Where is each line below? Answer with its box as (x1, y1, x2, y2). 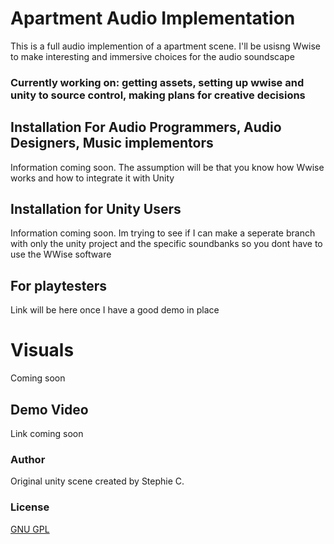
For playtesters (10, 277, 107, 294)
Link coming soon (10, 428, 84, 440)
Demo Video (10, 401, 89, 418)
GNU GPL (10, 523, 50, 535)
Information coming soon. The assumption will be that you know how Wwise (10, 161, 325, 173)
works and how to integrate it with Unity (10, 172, 175, 184)
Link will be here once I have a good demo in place (10, 304, 220, 316)
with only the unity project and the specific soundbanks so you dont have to (10, 238, 323, 250)
